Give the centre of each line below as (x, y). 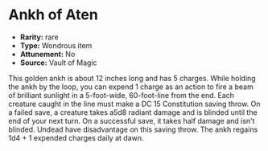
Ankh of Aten (53, 15)
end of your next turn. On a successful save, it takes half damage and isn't (132, 120)
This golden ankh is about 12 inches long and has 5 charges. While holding (132, 78)
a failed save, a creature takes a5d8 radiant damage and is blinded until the (133, 112)
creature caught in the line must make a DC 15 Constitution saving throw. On (134, 104)
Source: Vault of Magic (59, 63)
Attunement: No (47, 54)
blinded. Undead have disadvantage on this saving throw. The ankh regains (133, 129)
